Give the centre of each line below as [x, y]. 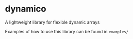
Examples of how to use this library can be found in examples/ [67, 31]
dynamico [26, 9]
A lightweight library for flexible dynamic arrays [52, 22]
